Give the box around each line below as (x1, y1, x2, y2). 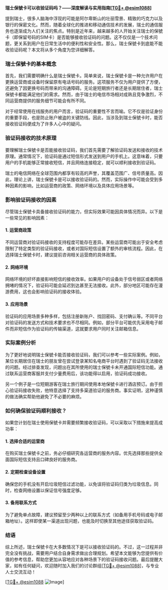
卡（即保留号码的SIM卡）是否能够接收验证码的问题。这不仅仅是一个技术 (5, 34, 153, 40)
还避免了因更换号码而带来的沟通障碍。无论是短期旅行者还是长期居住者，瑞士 (5, 85, 163, 91)
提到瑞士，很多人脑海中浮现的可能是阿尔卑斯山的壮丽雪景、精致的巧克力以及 (5, 15, 163, 21)
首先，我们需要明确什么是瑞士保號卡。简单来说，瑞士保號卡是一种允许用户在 (5, 72, 163, 79)
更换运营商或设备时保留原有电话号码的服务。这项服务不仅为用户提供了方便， (5, 79, 163, 85)
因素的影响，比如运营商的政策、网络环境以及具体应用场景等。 (9, 182, 136, 188)
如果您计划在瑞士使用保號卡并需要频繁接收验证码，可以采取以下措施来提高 (5, 419, 158, 425)
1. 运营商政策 (5, 227, 31, 233)
